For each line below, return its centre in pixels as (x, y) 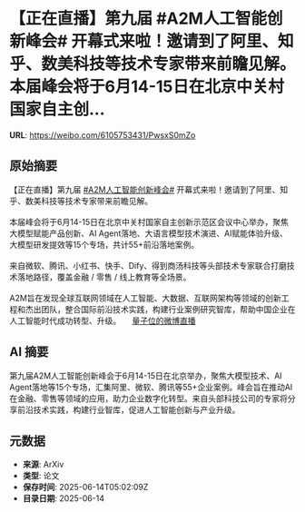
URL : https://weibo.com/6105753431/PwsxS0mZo (103, 135)
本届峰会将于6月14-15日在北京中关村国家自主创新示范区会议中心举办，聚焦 (149, 222)
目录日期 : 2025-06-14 (64, 498)
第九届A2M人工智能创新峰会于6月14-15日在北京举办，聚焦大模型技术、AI (146, 375)
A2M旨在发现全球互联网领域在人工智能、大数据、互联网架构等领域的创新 (145, 298)
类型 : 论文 (41, 476)
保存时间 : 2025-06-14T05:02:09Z (85, 487)
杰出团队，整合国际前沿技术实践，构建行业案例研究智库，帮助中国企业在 (160, 309)
